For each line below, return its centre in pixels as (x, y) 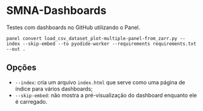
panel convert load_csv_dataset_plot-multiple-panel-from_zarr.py (92, 38)
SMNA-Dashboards (56, 11)
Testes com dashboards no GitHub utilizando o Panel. (73, 27)
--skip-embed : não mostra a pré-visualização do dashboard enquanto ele (106, 95)
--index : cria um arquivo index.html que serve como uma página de (100, 82)
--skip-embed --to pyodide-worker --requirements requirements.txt (109, 44)
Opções (21, 68)
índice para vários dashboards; (54, 89)
